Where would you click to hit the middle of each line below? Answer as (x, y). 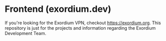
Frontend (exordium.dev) (58, 9)
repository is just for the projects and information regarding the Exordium (80, 28)
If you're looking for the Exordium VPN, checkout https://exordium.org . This (83, 23)
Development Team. (25, 33)
